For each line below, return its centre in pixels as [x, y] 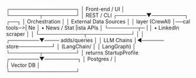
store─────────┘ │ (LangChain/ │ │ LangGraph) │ [71, 46]
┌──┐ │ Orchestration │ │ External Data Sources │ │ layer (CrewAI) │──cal [98, 21]
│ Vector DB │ [23, 65]
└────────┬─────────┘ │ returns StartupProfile [73, 52]
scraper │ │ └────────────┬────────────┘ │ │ [75, 34]
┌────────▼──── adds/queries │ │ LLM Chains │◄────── [85, 40]
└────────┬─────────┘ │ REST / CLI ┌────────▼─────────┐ [97, 15]
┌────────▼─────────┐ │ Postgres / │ [62, 59]
